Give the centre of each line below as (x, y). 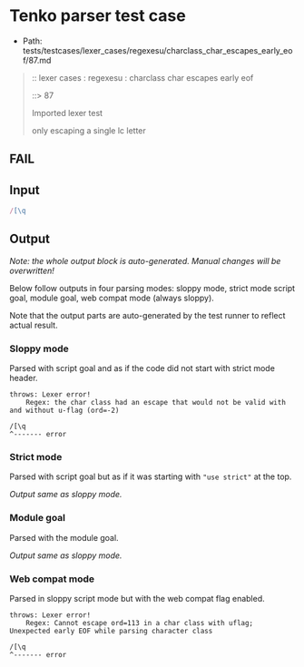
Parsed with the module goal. (64, 537)
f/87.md (37, 60)
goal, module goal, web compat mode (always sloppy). (112, 298)
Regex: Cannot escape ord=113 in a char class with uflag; (140, 623)
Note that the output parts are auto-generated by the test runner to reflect (147, 315)
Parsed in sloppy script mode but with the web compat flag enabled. (137, 599)
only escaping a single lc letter (89, 130)
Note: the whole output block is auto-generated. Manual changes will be (145, 260)
